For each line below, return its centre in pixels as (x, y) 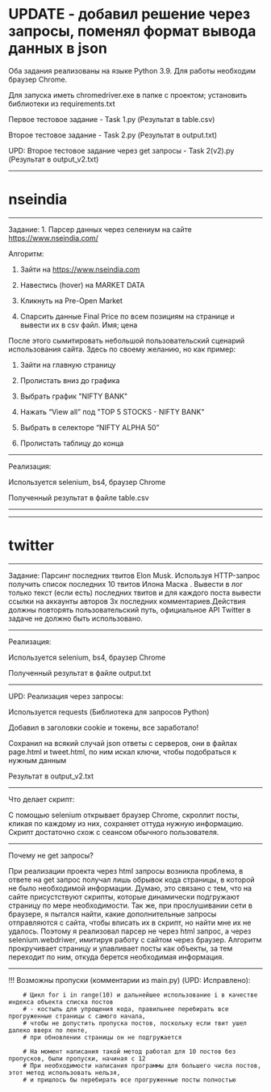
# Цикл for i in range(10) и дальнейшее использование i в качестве (140, 995)
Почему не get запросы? (51, 855)
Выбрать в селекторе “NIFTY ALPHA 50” (90, 427)
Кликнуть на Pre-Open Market (71, 301)
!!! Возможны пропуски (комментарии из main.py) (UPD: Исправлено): (129, 980)
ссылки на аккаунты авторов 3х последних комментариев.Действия (127, 601)
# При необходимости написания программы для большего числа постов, (142, 1065)
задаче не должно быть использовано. (76, 618)
